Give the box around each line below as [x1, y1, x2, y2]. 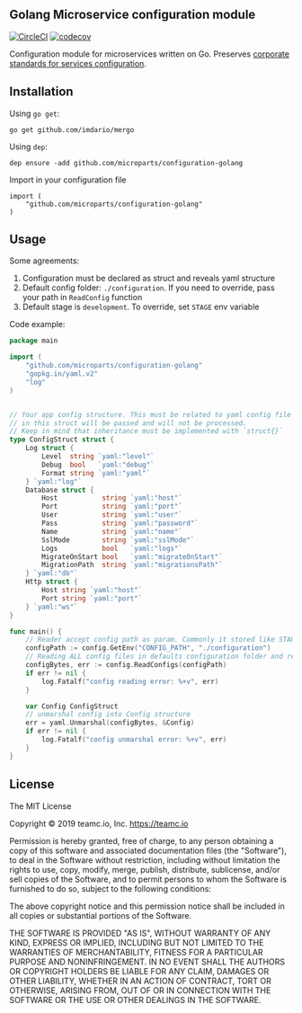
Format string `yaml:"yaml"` [41, 468, 151, 477]
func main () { [9, 626, 63, 636]
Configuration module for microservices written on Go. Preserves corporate [9, 49, 290, 59]
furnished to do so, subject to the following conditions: [9, 883, 211, 893]
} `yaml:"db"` [25, 569, 78, 578]
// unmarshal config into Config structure [25, 710, 191, 719]
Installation [9, 84, 74, 100]
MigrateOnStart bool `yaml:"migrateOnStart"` [41, 552, 223, 561]
